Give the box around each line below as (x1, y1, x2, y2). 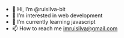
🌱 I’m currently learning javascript (11, 18, 96, 25)
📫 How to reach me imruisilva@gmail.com (11, 25, 118, 32)
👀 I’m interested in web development (11, 12, 103, 19)
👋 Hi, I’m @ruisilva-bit (11, 6, 66, 12)
